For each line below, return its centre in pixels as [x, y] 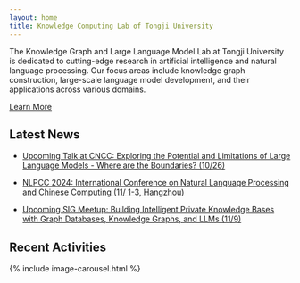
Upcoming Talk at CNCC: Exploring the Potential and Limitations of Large [156, 156]
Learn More [31, 106]
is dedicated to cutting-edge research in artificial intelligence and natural [143, 61]
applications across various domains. [78, 89]
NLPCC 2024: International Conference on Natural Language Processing [156, 183]
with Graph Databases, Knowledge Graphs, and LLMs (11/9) [132, 219]
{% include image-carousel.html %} [75, 269]
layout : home [33, 17]
